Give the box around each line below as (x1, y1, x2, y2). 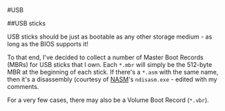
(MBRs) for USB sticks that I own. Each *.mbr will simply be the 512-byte (7, 61, 213, 68)
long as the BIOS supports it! (7, 40, 88, 48)
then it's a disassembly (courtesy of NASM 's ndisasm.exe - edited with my (7, 75, 217, 83)
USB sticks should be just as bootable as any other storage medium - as (7, 32, 213, 41)
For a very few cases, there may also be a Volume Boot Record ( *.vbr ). (7, 96, 209, 104)
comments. (7, 83, 39, 90)
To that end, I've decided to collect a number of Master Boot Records (7, 53, 204, 61)
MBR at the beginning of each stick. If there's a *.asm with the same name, (7, 68, 219, 76)
